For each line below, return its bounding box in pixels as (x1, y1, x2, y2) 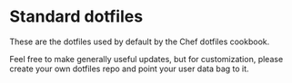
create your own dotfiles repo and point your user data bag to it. (9, 63, 249, 74)
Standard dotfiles (9, 6, 144, 27)
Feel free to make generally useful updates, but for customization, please (9, 53, 284, 64)
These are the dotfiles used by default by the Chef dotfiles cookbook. (9, 36, 270, 47)
